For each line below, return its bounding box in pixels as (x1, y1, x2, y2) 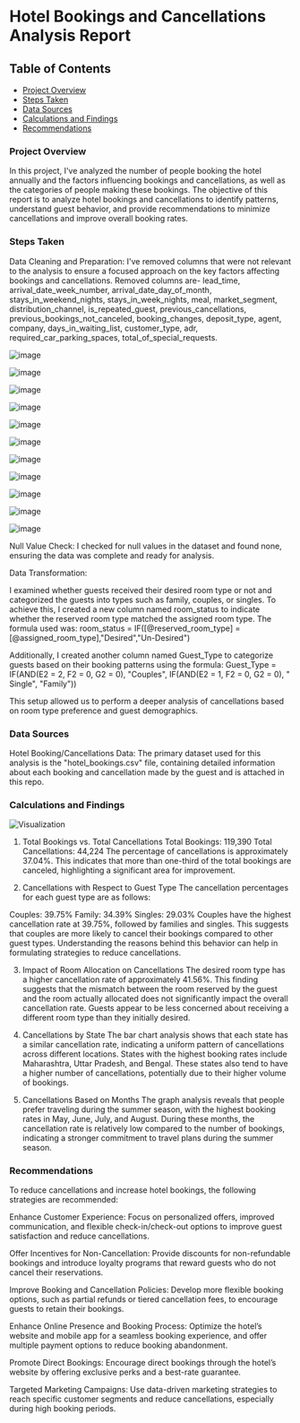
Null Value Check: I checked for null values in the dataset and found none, (9, 540, 282, 551)
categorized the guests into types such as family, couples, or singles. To (9, 594, 276, 605)
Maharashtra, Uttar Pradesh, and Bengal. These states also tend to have (21, 1058, 288, 1069)
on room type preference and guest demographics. (9, 705, 199, 716)
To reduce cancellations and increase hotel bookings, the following (9, 1185, 257, 1195)
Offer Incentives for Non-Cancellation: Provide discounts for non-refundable (9, 1248, 291, 1259)
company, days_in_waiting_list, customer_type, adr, (9, 323, 199, 333)
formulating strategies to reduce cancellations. (9, 947, 182, 958)
